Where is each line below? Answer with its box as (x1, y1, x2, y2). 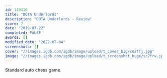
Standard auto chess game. (5, 67, 62, 73)
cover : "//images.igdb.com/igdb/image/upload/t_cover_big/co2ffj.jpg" (5, 49, 155, 54)
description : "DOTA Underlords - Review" (5, 16, 92, 21)
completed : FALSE (5, 30, 41, 35)
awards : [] (5, 35, 28, 40)
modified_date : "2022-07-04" (5, 40, 66, 45)
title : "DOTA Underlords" (5, 12, 59, 17)
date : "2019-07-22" (5, 26, 46, 31)
